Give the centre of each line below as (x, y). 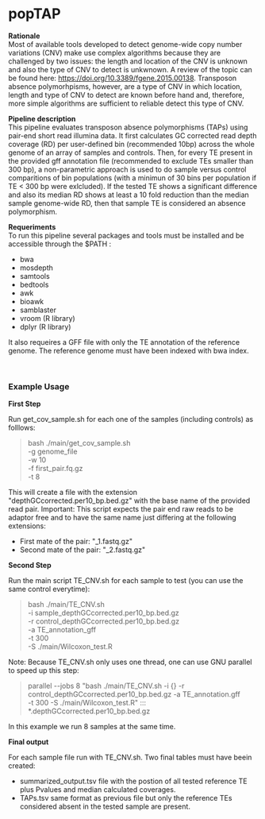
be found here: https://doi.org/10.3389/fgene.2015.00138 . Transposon (123, 78)
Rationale (24, 36)
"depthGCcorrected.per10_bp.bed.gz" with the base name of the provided (129, 500)
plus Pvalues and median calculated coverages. (98, 790)
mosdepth (36, 268)
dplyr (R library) (45, 326)
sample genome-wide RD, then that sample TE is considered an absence (127, 203)
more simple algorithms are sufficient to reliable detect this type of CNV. (126, 103)
